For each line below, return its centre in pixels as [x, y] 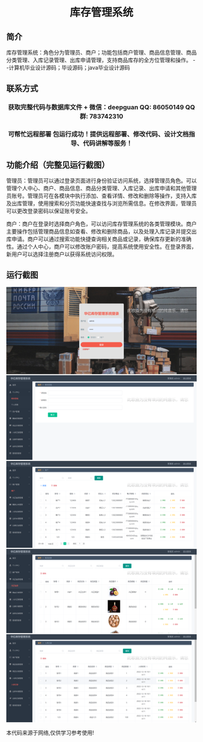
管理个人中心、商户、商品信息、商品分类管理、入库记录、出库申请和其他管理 [101, 188]
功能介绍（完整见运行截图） [58, 165]
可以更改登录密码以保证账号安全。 [49, 211]
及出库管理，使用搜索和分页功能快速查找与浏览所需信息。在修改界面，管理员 [101, 203]
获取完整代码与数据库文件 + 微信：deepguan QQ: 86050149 [96, 107]
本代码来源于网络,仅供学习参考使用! [50, 733]
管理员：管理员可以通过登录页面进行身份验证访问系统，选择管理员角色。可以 [101, 181]
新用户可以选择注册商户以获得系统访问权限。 [62, 254]
